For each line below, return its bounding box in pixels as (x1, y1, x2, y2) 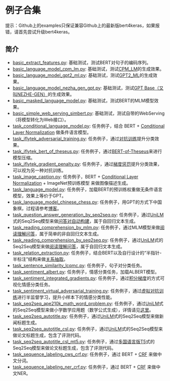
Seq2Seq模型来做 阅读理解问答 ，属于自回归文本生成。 (12, 243, 125, 249)
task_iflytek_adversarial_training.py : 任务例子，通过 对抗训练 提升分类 (12, 135, 155, 142)
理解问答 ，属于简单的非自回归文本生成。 (17, 230, 102, 236)
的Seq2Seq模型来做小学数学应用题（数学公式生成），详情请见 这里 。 (12, 306, 154, 313)
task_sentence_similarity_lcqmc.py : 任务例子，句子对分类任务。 (12, 262, 145, 268)
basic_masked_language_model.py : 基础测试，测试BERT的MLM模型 (12, 97, 154, 103)
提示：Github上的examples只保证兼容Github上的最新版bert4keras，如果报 (5, 22, 160, 28)
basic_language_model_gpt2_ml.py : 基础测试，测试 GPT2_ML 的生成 (12, 72, 153, 78)
